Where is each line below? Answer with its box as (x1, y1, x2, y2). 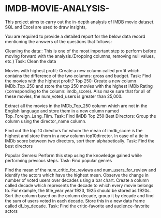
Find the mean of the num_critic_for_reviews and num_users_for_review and (5, 167, 156, 172)
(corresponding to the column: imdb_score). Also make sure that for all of (5, 88, 151, 94)
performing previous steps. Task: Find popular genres (5, 157, 112, 163)
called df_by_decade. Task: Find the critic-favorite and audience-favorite (5, 203, 150, 209)
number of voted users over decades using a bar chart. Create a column (5, 177, 149, 183)
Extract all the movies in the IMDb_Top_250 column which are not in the (5, 103, 147, 109)
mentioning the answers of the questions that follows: (5, 38, 112, 44)
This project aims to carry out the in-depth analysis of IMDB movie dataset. (5, 19, 155, 25)
